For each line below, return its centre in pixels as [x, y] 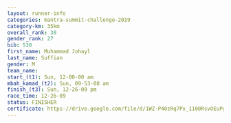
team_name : [23, 70]
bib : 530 [20, 45]
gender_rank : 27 [30, 39]
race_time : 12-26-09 [37, 96]
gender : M [21, 64]
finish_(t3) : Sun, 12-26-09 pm [52, 90]
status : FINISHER [32, 102]
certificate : [26, 109]
